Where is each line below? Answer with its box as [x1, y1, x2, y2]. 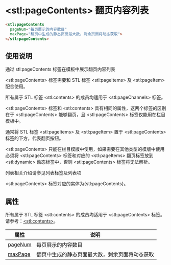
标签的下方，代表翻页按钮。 [5, 135, 64, 141]
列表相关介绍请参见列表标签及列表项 [5, 170, 82, 176]
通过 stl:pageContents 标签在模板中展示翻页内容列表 [5, 66, 116, 72]
